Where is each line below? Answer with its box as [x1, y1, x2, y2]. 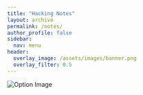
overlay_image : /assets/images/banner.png [13, 55, 137, 62]
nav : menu [13, 42, 41, 49]
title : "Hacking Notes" [7, 10, 76, 17]
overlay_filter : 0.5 [13, 61, 72, 68]
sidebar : [7, 36, 32, 43]
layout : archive [7, 17, 54, 23]
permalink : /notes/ [7, 23, 63, 30]
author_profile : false [7, 29, 72, 36]
